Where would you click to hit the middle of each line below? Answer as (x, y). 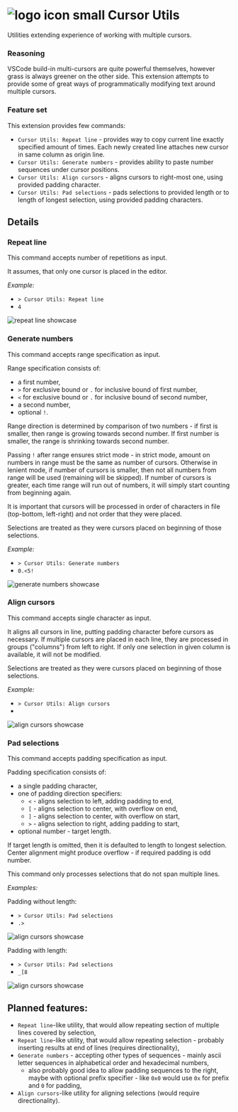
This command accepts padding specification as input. (87, 759)
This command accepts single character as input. (79, 618)
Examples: (23, 888)
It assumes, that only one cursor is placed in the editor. (87, 272)
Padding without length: (42, 902)
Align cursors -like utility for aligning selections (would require (108, 1093)
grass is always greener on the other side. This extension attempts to (108, 76)
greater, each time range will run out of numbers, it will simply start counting (119, 485)
